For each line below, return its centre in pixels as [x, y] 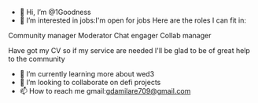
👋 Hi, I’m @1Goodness [55, 12]
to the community [37, 59]
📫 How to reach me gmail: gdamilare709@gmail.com [105, 91]
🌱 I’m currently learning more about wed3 [87, 74]
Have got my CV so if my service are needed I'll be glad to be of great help [129, 50]
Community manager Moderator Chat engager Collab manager [110, 36]
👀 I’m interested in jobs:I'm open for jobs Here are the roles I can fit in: [133, 20]
